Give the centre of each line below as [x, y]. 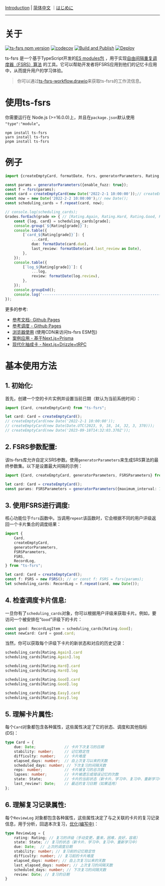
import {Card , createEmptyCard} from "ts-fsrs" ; [56, 408]
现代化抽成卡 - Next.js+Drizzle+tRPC [49, 344]
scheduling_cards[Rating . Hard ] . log [41, 671]
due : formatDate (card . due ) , [60, 244]
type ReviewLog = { [25, 833]
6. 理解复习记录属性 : [36, 805]
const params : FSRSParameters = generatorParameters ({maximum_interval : [81, 489]
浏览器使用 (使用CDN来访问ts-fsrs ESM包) [55, 332]
